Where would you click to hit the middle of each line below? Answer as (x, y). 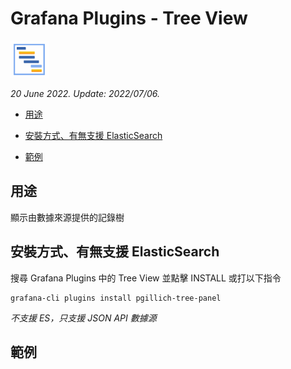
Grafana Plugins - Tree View (129, 18)
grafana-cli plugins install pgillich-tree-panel (116, 298)
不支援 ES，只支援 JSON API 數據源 (83, 318)
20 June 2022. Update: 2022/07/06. (85, 93)
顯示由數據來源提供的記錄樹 (67, 217)
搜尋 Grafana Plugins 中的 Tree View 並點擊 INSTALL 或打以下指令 (146, 278)
